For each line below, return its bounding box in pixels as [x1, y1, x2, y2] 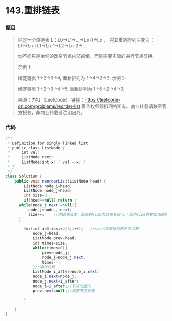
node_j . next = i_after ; [32, 279, 79, 284]
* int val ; [7, 150, 40, 155]
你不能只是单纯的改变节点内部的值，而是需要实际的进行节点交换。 [17, 53, 157, 59]
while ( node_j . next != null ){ [18, 203, 77, 208]
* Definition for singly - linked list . [7, 141, 91, 146]
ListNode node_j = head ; [24, 188, 72, 193]
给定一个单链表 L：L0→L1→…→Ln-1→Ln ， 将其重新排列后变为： [17, 37, 155, 43]
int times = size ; [32, 240, 68, 246]
